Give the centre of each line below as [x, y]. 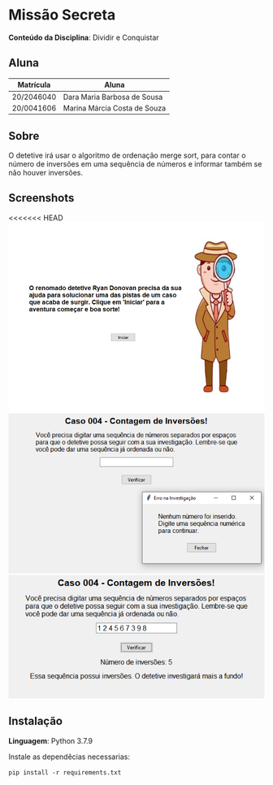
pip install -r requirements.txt [65, 772]
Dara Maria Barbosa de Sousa [113, 97]
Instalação [36, 721]
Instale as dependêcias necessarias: [69, 757]
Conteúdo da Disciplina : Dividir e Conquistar [84, 37]
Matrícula [34, 85]
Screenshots [41, 198]
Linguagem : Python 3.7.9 [51, 740]
